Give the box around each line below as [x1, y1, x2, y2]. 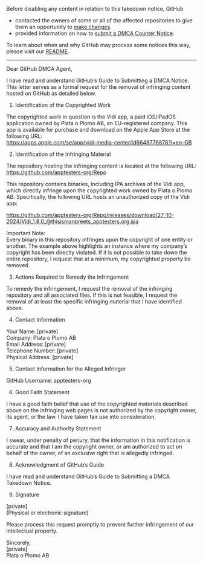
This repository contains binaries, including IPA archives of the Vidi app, [6, 181, 185, 187]
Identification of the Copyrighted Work [14, 102, 111, 108]
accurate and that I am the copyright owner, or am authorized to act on [6, 443, 182, 450]
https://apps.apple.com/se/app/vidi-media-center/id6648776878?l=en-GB [6, 139, 192, 146]
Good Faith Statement [14, 389, 69, 395]
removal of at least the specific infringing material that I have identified [6, 298, 182, 305]
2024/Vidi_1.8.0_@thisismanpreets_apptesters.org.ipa [6, 218, 139, 225]
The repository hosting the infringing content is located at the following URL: [6, 163, 197, 169]
